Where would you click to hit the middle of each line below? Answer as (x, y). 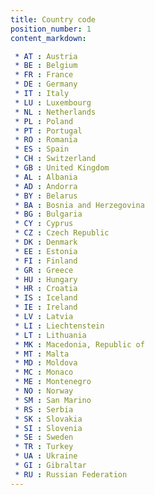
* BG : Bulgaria (48, 214)
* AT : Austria (46, 56)
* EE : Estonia (46, 251)
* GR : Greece (44, 270)
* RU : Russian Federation (71, 474)
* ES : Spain (42, 149)
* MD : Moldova (46, 363)
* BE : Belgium (46, 66)
